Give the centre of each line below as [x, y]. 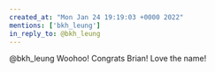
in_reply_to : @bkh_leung [55, 33]
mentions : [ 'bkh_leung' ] [55, 25]
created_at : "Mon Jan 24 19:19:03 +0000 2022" [96, 17]
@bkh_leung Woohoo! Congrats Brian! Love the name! [108, 59]
